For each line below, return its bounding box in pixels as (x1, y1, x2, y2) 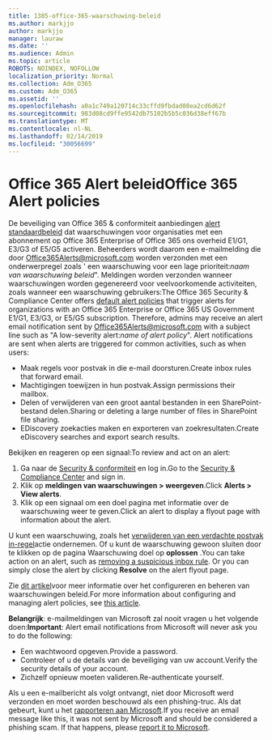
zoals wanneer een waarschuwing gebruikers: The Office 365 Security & (8, 287, 249, 297)
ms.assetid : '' (8, 95, 60, 103)
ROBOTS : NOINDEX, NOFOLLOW (8, 65, 100, 73)
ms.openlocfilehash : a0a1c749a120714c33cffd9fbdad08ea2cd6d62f (8, 102, 227, 110)
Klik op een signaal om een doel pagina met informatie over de (19, 498, 229, 508)
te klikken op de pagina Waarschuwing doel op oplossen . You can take (8, 548, 245, 558)
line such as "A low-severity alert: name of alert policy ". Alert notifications (8, 330, 253, 340)
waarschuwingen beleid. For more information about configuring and (8, 589, 236, 599)
